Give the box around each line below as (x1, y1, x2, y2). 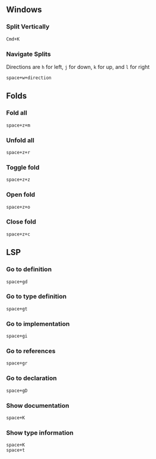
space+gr (6, 360, 28, 366)
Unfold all (6, 136, 34, 144)
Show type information (6, 428, 74, 436)
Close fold (6, 218, 37, 226)
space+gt (6, 306, 28, 312)
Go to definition (6, 265, 52, 273)
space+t (6, 447, 26, 454)
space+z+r (6, 149, 31, 155)
